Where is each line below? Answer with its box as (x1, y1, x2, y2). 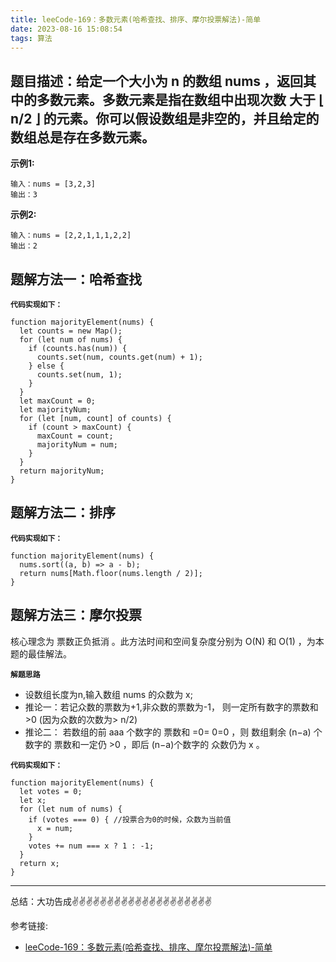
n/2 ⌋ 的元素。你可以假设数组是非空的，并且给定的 (10, 110, 320, 127)
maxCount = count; (36, 431, 114, 441)
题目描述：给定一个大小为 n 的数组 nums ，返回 (10, 72, 304, 90)
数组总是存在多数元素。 (10, 129, 155, 146)
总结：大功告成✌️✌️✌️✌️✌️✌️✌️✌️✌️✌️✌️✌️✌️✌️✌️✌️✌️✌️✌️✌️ (10, 895, 212, 907)
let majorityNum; (19, 405, 92, 415)
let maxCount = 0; (19, 396, 97, 406)
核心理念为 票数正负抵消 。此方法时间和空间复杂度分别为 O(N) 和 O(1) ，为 (10, 635, 316, 647)
